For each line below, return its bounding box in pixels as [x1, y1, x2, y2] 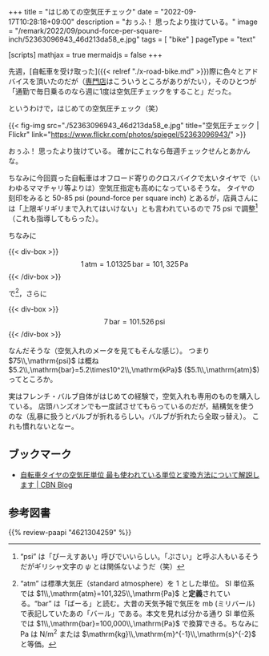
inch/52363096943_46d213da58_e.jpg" [8, 34, 140, 44]
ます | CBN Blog [19, 480, 73, 490]
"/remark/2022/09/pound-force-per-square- [14, 26, 163, 35]
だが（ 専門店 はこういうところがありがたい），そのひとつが [63, 77, 257, 86]
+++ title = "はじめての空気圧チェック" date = [8, 7, 159, 16]
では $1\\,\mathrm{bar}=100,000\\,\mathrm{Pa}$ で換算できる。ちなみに [19, 618, 259, 628]
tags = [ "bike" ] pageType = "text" [141, 34, 256, 44]
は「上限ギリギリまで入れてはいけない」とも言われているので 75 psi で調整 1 [8, 203, 259, 213]
